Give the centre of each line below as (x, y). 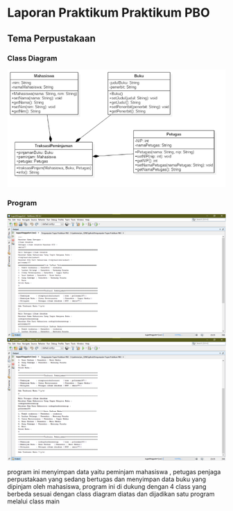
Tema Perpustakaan (51, 38)
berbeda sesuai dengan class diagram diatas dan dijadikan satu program (111, 494)
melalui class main (34, 501)
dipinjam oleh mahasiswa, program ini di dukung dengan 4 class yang (107, 486)
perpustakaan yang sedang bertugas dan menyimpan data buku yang (107, 479)
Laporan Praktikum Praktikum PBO (109, 13)
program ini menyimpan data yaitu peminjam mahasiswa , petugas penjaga (114, 471)
